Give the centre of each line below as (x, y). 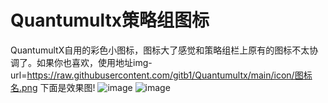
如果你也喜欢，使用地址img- (94, 62)
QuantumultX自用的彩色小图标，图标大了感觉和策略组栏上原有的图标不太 (160, 50)
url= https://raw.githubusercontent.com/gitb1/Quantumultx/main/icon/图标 (161, 75)
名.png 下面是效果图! (53, 87)
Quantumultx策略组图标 (110, 20)
